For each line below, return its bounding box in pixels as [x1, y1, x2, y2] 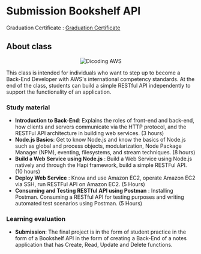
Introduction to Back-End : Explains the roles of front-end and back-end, [14, 117, 195, 124]
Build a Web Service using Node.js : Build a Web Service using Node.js [14, 155, 193, 163]
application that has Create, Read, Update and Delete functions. [14, 241, 173, 249]
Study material [6, 103, 50, 112]
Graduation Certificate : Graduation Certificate [6, 24, 121, 31]
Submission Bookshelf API [6, 4, 141, 18]
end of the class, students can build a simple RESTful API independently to [6, 82, 191, 89]
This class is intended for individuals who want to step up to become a [6, 69, 181, 76]
